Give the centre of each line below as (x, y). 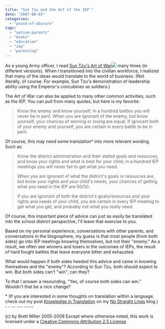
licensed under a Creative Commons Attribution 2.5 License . (66, 321)
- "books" (19, 37)
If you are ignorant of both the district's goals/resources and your (83, 196)
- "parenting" (24, 51)
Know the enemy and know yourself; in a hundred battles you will (83, 111)
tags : (11, 28)
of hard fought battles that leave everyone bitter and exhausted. (70, 252)
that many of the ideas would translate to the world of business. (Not (75, 76)
